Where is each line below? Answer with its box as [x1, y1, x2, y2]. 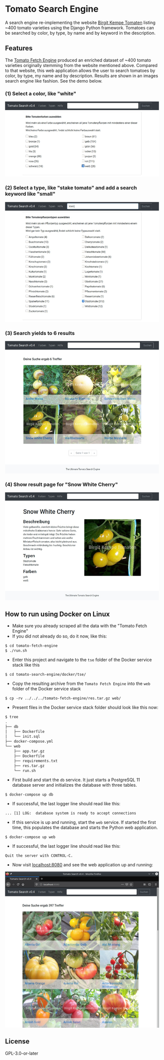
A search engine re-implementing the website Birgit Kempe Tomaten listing [5, 20, 156, 25]
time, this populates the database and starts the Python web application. [12, 825, 158, 831]
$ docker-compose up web [5, 835, 56, 839]
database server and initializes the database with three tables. [12, 782, 137, 788]
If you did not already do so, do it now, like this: [12, 633, 107, 639]
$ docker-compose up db [5, 792, 54, 797]
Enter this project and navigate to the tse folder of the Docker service [12, 657, 152, 663]
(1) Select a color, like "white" [5, 90, 77, 97]
